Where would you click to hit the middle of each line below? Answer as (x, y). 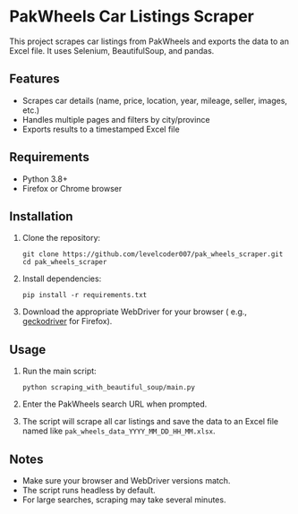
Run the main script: (59, 371)
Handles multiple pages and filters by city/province (116, 119)
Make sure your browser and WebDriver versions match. (126, 480)
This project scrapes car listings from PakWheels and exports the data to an (149, 41)
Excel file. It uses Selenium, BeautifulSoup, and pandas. (112, 50)
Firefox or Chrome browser (72, 188)
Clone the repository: (61, 238)
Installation (41, 216)
